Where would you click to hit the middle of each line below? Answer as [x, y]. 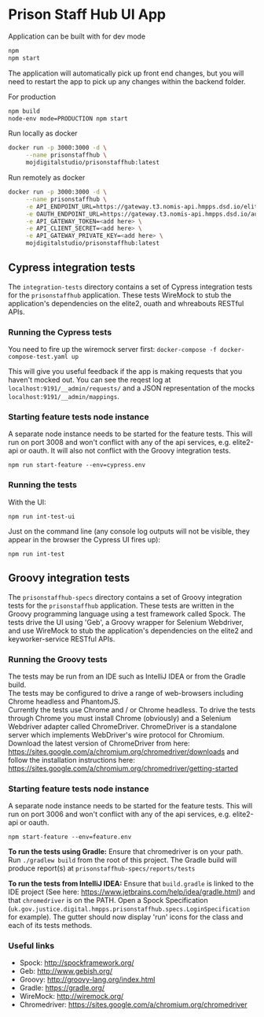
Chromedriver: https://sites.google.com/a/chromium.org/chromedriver [133, 1004]
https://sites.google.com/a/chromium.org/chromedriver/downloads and [124, 751]
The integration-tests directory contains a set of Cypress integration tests [130, 287]
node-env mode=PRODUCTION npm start [68, 118]
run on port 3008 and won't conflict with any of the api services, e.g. [119, 442]
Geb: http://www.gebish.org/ [66, 971]
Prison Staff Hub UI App [87, 15]
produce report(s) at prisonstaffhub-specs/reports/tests [102, 868]
